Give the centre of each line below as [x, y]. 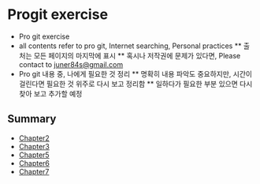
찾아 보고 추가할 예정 [50, 93]
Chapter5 [34, 155]
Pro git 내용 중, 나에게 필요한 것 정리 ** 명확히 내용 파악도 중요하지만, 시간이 [136, 73]
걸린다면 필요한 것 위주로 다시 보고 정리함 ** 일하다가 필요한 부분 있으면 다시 [136, 84]
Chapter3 [34, 146]
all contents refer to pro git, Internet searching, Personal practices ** [130, 46]
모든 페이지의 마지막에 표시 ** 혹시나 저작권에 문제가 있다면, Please [137, 55]
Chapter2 [34, 138]
